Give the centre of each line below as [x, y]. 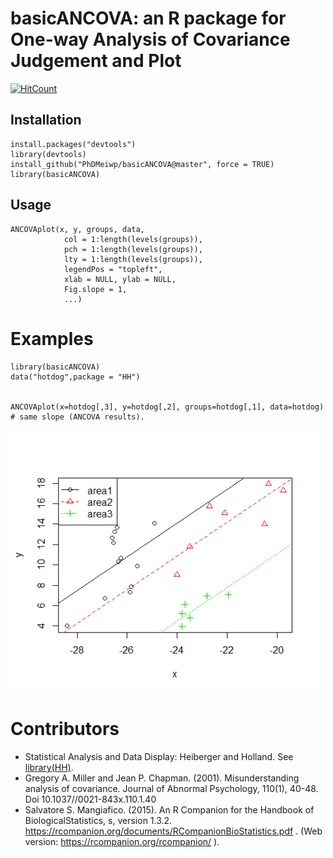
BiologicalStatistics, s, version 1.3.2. [98, 821]
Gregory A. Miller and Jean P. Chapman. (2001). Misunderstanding [162, 778]
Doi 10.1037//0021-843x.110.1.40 [90, 799]
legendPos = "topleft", [113, 269]
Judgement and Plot [96, 61]
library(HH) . [49, 768]
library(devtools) [48, 154]
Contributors [65, 729]
